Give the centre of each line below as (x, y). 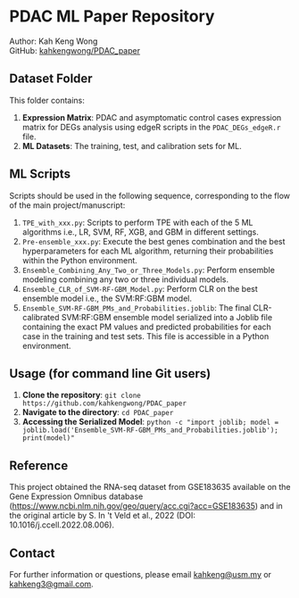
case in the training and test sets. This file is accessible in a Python (145, 336)
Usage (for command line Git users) (110, 374)
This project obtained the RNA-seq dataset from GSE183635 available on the (150, 487)
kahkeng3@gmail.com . (51, 584)
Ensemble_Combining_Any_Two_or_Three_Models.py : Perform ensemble (148, 270)
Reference (39, 465)
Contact (32, 553)
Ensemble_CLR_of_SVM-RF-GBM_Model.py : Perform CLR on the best (140, 288)
